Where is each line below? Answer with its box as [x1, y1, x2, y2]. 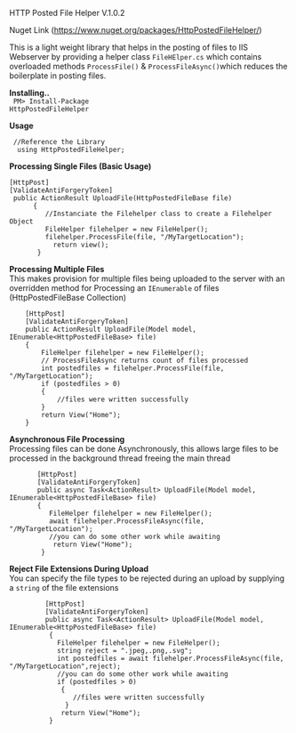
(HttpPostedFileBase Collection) [9, 293, 127, 302]
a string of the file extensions [9, 583, 119, 592]
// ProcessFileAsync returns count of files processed [41, 356, 249, 365]
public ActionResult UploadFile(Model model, [25, 325, 197, 334]
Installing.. [9, 88, 51, 98]
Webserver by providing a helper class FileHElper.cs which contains [9, 52, 262, 61]
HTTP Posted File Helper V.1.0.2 [9, 8, 125, 18]
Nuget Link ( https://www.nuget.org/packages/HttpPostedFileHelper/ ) [9, 25, 262, 35]
